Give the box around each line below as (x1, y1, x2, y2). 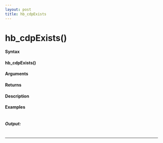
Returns (5, 82, 22, 88)
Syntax (5, 49, 20, 55)
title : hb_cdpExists (5, 12, 47, 16)
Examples (5, 104, 26, 110)
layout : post (5, 7, 32, 12)
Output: (5, 121, 21, 127)
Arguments (5, 71, 29, 77)
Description (5, 93, 30, 99)
